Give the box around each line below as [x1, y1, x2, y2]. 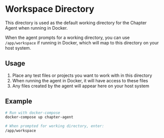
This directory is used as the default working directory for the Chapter [5, 20, 147, 26]
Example [5, 97, 32, 105]
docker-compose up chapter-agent [5, 115, 74, 120]
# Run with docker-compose [5, 110, 60, 115]
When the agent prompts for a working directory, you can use [5, 34, 130, 40]
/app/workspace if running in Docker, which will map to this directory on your [5, 39, 159, 45]
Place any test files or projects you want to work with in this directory [12, 72, 152, 78]
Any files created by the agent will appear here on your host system [12, 83, 150, 89]
